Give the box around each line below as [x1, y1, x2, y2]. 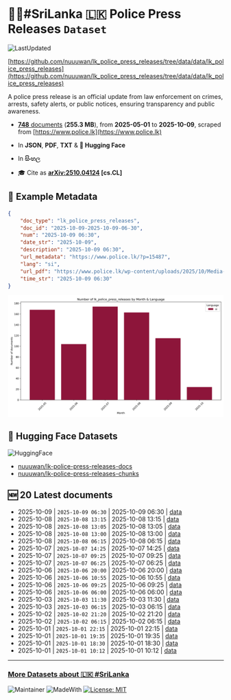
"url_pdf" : [20, 268, 51, 275]
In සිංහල [17, 154, 40, 162]
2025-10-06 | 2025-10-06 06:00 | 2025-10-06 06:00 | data [17, 587, 182, 596]
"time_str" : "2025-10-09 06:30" [20, 275, 112, 282]
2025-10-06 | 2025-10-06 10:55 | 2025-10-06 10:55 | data [17, 573, 181, 581]
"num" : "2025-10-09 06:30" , [20, 232, 100, 239]
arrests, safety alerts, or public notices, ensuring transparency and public [8, 100, 215, 108]
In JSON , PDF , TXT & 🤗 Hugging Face [17, 141, 126, 149]
